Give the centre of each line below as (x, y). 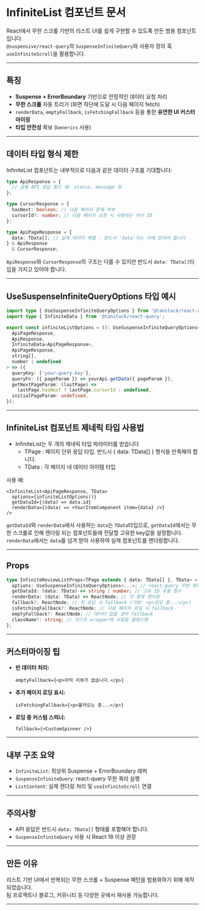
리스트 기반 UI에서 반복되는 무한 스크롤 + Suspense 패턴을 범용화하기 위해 (95, 879)
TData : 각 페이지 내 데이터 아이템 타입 (70, 467)
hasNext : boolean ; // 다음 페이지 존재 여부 (63, 210)
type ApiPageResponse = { (39, 232)
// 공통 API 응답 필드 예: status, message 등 (67, 187)
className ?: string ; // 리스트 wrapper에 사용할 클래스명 (80, 619)
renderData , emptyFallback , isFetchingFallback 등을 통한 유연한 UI (97, 112)
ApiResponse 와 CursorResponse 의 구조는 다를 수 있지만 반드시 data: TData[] (98, 262)
